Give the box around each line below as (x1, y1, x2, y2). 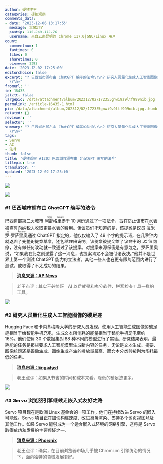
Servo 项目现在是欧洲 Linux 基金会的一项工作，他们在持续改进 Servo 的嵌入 (5, 409, 156, 415)
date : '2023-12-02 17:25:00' (5, 66, 64, 71)
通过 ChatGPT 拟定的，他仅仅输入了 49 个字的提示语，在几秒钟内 (27, 232, 158, 238)
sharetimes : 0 (9, 57, 38, 62)
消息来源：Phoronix (16, 437, 57, 444)
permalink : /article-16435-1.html (5, 102, 75, 107)
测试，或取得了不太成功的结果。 (5, 263, 69, 269)
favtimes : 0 (9, 48, 34, 52)
